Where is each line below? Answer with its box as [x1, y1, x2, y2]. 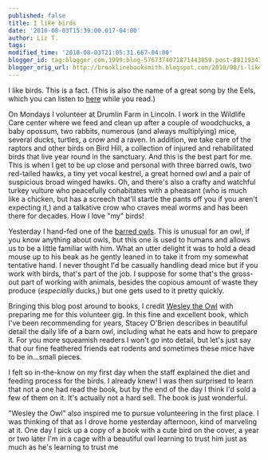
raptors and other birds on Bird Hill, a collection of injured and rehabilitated [8, 143, 254, 152]
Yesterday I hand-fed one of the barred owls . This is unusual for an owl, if [8, 226, 250, 236]
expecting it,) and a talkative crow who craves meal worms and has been [8, 202, 248, 212]
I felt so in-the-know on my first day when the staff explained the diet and [8, 368, 250, 377]
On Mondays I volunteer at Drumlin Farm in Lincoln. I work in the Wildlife [8, 109, 246, 119]
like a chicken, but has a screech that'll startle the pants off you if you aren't [8, 194, 258, 203]
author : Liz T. [8, 33, 59, 42]
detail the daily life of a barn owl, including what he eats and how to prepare [8, 326, 258, 336]
